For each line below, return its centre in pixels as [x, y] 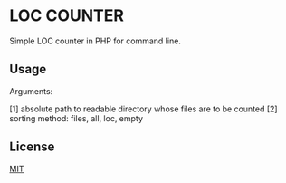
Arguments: [31, 91]
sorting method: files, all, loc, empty [76, 118]
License [32, 147]
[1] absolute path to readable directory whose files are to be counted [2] [143, 109]
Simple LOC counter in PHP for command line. [95, 41]
